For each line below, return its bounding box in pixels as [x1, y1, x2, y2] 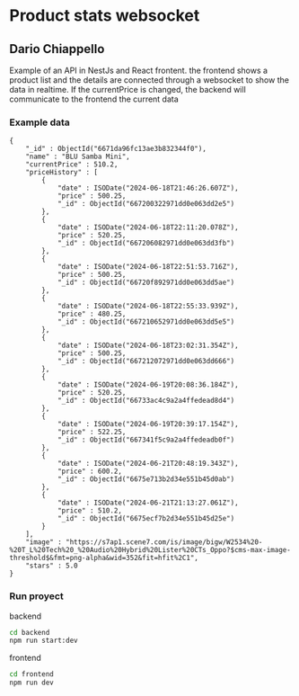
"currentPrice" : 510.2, [25, 160, 119, 169]
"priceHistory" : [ [25, 168, 99, 177]
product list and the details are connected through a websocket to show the [9, 75, 290, 85]
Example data [9, 116, 70, 129]
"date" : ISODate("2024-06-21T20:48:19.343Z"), [57, 460, 240, 468]
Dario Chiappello [9, 41, 105, 57]
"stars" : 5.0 [25, 561, 78, 571]
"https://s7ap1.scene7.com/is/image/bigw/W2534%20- [66, 538, 263, 547]
